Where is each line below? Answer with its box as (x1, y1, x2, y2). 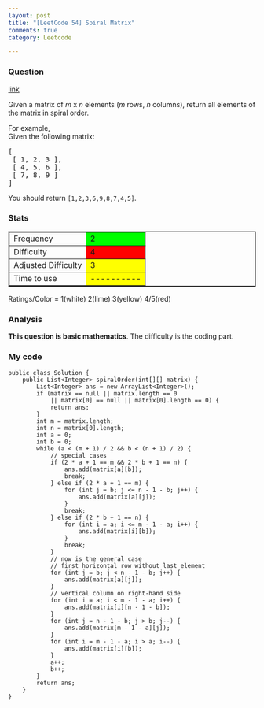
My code (8, 351, 42, 362)
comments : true (8, 26, 58, 34)
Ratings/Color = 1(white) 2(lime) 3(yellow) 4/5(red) (8, 294, 171, 303)
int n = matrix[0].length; (36, 424, 125, 432)
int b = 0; (36, 438, 72, 446)
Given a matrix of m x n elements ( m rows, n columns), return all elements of (8, 99, 256, 109)
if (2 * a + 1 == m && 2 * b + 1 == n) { (49, 458, 189, 467)
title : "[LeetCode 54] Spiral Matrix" (8, 19, 135, 27)
